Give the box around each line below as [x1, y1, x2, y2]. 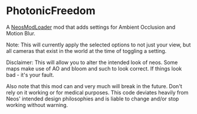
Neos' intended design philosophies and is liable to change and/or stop [6, 95, 179, 102]
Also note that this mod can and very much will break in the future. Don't [6, 82, 183, 89]
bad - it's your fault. [6, 71, 54, 78]
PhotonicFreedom [6, 4, 96, 18]
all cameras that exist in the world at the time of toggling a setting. [6, 47, 167, 54]
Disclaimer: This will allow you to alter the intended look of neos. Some [6, 59, 178, 66]
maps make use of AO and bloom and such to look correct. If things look [6, 65, 182, 72]
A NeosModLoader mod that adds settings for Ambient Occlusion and [6, 24, 176, 31]
